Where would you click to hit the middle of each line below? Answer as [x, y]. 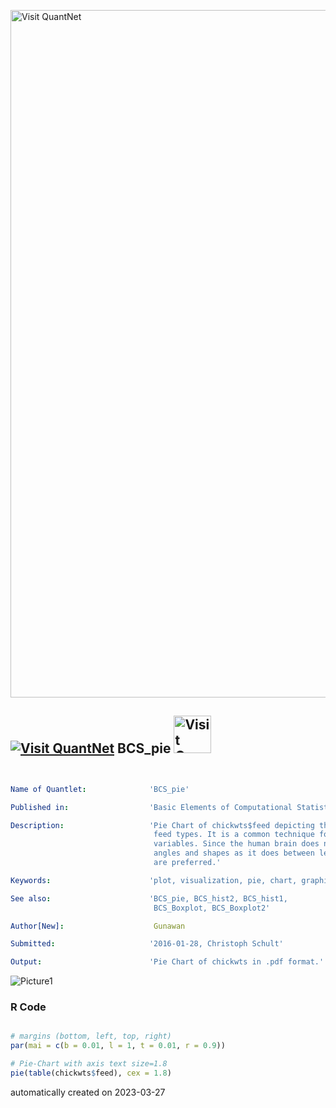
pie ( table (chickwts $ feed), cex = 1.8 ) [91, 1073]
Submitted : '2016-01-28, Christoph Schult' [147, 944]
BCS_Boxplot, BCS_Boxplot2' [212, 908]
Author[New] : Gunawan [98, 926]
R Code [28, 1007]
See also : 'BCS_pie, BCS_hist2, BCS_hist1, [149, 898]
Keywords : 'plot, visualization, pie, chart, [154, 880]
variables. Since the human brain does [236, 844]
